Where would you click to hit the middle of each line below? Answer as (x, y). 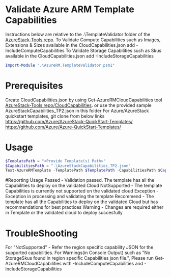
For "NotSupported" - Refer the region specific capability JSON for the (79, 247)
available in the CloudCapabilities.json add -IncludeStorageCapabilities (80, 56)
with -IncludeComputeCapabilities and (103, 264)
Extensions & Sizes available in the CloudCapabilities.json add (70, 45)
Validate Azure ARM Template (70, 9)
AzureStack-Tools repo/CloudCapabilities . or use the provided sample (78, 105)
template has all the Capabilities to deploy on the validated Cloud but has (82, 202)
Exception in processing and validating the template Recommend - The (80, 197)
